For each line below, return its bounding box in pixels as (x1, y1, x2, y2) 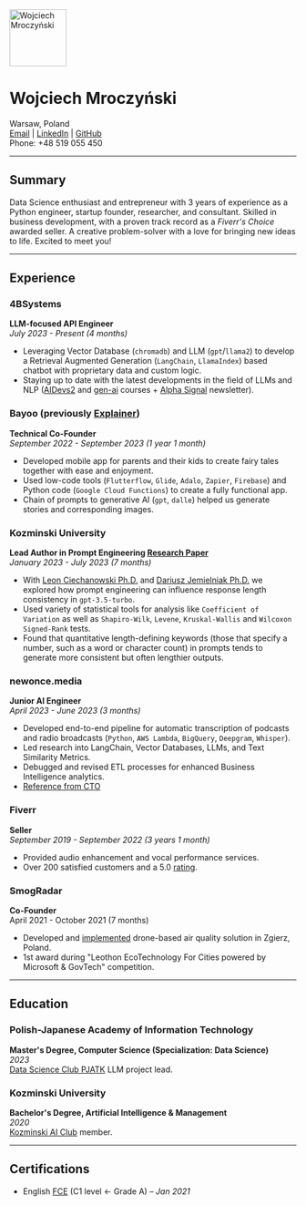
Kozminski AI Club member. (9, 1126, 113, 1138)
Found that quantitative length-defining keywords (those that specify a (22, 633, 288, 644)
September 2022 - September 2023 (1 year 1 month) (9, 438, 207, 448)
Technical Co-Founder (9, 428, 97, 438)
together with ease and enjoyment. (22, 465, 154, 476)
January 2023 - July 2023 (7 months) (9, 557, 152, 568)
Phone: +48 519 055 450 (9, 137, 103, 149)
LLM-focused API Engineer (9, 318, 114, 329)
